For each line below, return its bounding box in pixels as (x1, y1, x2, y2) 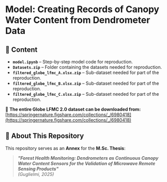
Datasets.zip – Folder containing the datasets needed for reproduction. (12, 64, 162, 70)
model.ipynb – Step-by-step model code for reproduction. (12, 59, 133, 64)
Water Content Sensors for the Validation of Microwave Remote (17, 160, 156, 166)
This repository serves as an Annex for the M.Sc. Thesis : (5, 145, 126, 151)
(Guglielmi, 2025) (17, 171, 54, 177)
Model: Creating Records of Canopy (5, 4, 159, 15)
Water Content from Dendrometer (5, 14, 151, 26)
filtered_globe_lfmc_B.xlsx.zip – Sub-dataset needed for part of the (12, 80, 159, 86)
